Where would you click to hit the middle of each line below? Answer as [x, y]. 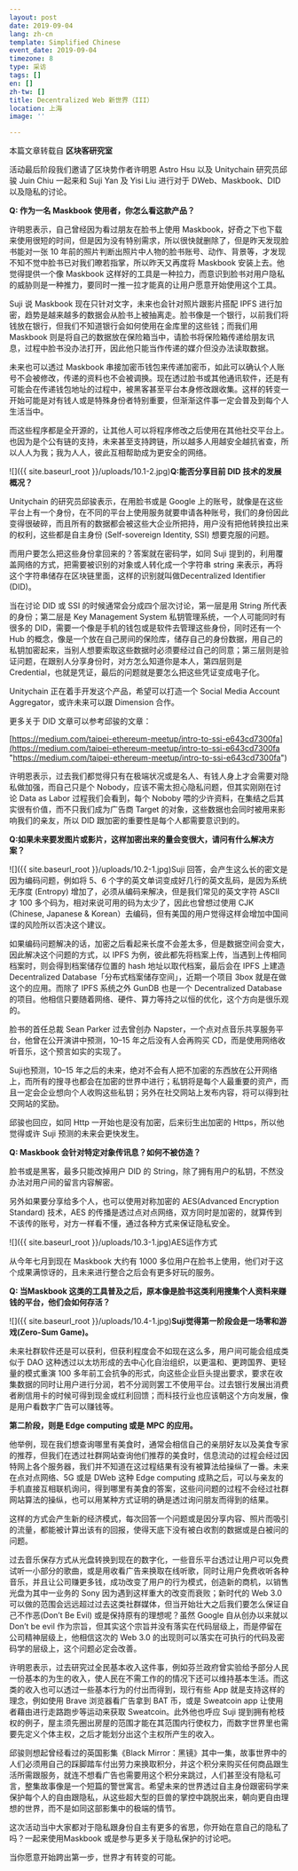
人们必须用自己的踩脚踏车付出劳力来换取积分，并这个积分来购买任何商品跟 [145, 1764]
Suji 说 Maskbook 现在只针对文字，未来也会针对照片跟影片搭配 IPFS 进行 [142, 304]
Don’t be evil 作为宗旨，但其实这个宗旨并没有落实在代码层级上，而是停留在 [146, 1627]
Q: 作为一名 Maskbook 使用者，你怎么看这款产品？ [102, 210]
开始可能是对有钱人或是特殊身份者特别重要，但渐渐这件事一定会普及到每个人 [149, 400]
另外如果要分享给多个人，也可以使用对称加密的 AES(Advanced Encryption [144, 1201]
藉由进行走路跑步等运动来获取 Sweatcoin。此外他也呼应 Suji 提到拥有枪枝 [151, 1712]
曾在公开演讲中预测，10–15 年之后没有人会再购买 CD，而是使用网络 [155, 1041]
